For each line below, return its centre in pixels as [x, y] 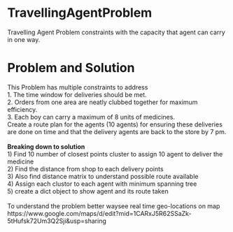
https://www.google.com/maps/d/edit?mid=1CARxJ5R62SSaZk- [99, 213]
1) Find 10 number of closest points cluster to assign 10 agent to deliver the [115, 154]
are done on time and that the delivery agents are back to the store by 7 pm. [117, 131]
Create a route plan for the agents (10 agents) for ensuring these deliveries [115, 124]
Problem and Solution [71, 68]
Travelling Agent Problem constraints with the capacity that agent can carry [116, 32]
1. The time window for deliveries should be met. [77, 94]
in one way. [24, 39]
